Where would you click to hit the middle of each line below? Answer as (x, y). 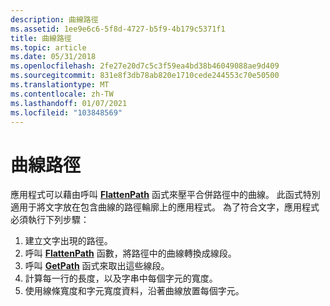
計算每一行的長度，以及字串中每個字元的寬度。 (121, 278)
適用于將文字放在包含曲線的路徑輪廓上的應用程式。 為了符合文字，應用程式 (165, 207)
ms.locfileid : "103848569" (66, 112)
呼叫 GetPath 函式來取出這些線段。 (97, 266)
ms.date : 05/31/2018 (53, 57)
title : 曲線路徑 (41, 38)
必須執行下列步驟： (50, 220)
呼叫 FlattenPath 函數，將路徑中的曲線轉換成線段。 (130, 253)
